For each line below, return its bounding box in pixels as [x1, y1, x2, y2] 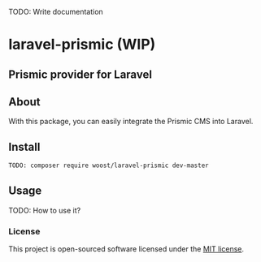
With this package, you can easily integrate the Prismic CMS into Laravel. [8, 117, 254, 127]
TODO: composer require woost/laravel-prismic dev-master [8, 161, 209, 170]
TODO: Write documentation [8, 7, 103, 16]
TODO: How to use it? [8, 205, 81, 215]
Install [8, 140, 41, 153]
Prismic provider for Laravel [8, 67, 153, 81]
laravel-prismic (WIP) [8, 36, 156, 54]
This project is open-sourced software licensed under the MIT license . [8, 244, 245, 254]
